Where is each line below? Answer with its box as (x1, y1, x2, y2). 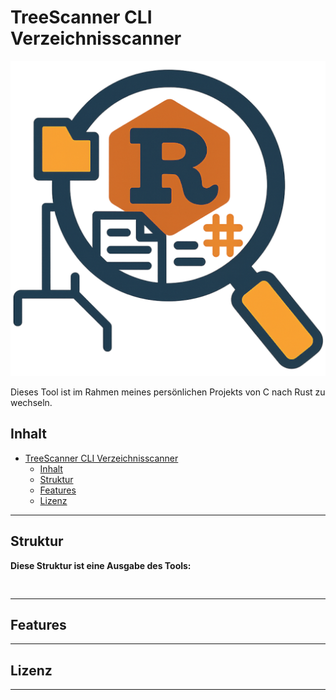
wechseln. (10, 396, 53, 408)
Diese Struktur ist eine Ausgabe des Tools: (10, 559, 192, 571)
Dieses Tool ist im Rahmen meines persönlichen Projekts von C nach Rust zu (10, 386, 326, 398)
